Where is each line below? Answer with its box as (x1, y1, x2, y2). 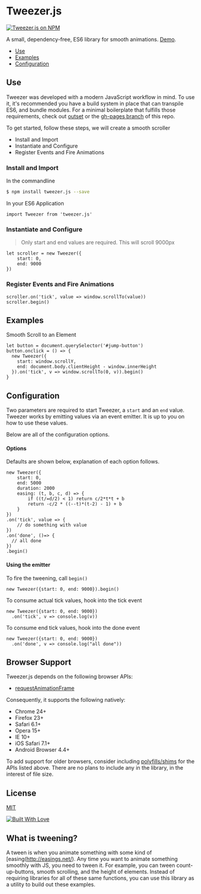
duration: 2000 (17, 485, 55, 492)
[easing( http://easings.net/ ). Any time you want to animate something (6, 855, 178, 862)
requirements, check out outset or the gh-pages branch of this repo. (6, 112, 175, 119)
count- (176, 862, 193, 869)
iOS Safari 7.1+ (14, 740, 51, 747)
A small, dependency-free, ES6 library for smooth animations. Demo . (6, 35, 176, 43)
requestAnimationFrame (14, 684, 75, 692)
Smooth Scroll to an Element (6, 331, 77, 339)
